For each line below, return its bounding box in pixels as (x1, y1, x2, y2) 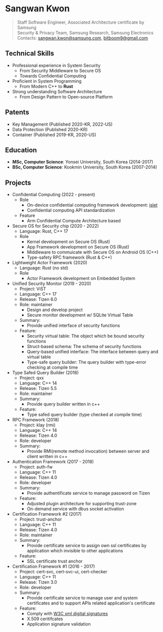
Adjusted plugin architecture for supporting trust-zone (27, 501, 136, 507)
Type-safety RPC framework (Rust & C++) (27, 254, 112, 260)
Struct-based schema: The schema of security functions (27, 344, 141, 350)
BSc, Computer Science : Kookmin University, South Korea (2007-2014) (12, 164, 157, 170)
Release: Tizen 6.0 (19, 296, 57, 302)
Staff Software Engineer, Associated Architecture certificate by (17, 19, 145, 25)
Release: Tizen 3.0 (19, 579, 57, 585)
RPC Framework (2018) (12, 417, 59, 423)
